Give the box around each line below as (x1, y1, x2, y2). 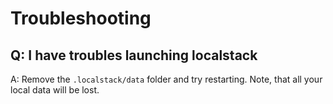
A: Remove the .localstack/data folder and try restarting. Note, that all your (10, 73, 323, 85)
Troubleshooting (10, 7, 152, 30)
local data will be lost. (10, 84, 100, 96)
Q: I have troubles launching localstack (10, 47, 258, 64)
